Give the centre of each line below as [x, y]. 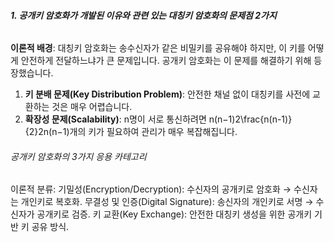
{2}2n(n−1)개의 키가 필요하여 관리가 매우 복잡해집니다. [131, 132]
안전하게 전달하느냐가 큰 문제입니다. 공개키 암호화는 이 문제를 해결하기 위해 [166, 61]
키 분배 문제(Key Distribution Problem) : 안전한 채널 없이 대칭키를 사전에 [167, 94]
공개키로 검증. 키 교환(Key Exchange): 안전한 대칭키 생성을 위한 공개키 [174, 214]
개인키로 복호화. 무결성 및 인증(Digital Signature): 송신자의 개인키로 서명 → [167, 202]
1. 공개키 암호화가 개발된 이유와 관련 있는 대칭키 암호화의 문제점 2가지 [143, 15]
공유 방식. [50, 227]
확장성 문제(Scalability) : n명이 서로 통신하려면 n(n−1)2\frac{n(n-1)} [158, 119]
